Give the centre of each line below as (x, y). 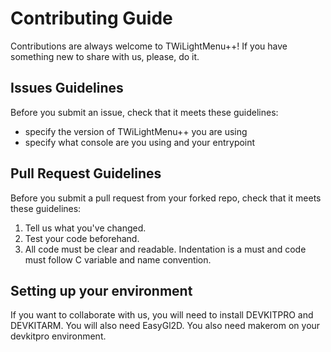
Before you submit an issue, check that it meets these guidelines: (144, 112)
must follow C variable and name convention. (118, 259)
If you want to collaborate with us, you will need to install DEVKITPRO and (162, 315)
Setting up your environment (101, 290)
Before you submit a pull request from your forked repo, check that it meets (166, 198)
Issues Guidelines (67, 88)
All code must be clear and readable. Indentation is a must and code (165, 249)
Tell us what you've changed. (85, 228)
